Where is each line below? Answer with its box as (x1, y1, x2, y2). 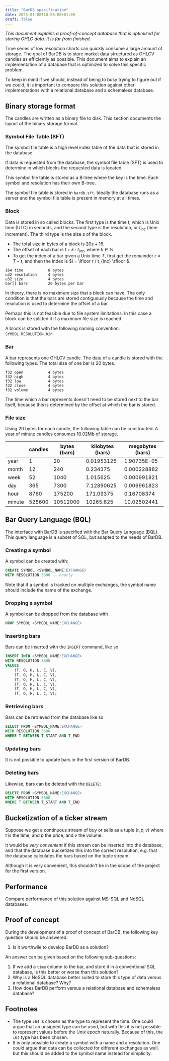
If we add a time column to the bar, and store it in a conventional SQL (12, 963, 156, 970)
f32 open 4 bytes (5, 370, 64, 375)
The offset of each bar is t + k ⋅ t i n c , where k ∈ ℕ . (12, 246, 115, 254)
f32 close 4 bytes (5, 383, 64, 388)
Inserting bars (5, 632, 41, 639)
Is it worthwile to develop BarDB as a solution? (12, 944, 109, 950)
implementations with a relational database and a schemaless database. (5, 87, 154, 93)
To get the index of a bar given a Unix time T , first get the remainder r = (12, 253, 161, 259)
